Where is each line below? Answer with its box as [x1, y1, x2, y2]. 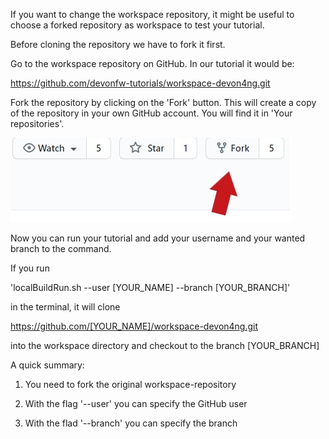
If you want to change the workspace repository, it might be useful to [10, 9, 295, 20]
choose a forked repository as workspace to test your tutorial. [10, 19, 265, 31]
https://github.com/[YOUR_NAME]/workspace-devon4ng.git [10, 320, 259, 332]
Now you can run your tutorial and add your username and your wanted [10, 232, 306, 244]
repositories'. [10, 118, 65, 129]
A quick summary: [10, 359, 85, 371]
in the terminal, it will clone [10, 301, 121, 313]
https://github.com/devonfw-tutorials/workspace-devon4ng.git [10, 77, 271, 89]
